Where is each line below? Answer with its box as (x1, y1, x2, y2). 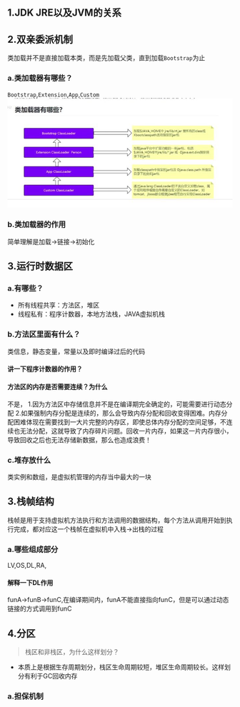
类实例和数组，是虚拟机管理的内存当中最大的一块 (7, 472, 151, 481)
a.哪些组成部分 (7, 544, 59, 554)
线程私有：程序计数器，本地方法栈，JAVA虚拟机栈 (17, 310, 166, 319)
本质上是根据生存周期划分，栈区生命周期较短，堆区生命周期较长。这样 (17, 663, 225, 671)
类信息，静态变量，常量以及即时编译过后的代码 (7, 347, 145, 356)
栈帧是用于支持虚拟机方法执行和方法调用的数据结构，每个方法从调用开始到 (7, 516, 226, 524)
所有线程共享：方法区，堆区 (17, 301, 100, 309)
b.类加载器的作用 (7, 220, 66, 230)
